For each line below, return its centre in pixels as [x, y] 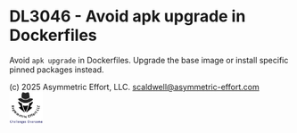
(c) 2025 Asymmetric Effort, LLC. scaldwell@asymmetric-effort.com [135, 87]
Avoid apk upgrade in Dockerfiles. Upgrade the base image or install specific [149, 60]
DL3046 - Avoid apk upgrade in [128, 17]
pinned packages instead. [57, 70]
